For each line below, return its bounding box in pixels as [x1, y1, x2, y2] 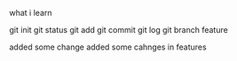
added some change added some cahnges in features [9, 42, 207, 52]
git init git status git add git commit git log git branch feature [9, 25, 228, 34]
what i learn [9, 8, 52, 18]
